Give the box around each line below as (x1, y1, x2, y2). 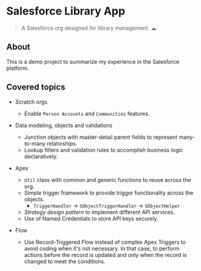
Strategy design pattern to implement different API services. (24, 208, 175, 216)
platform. (6, 64, 29, 72)
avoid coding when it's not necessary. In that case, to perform (24, 244, 180, 252)
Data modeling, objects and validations (15, 121, 113, 129)
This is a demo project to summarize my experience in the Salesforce (6, 58, 180, 65)
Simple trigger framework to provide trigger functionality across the (24, 189, 194, 196)
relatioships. (46, 139, 78, 147)
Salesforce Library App (6, 4, 126, 18)
